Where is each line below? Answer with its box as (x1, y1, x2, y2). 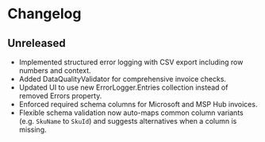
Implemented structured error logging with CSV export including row (18, 57, 244, 67)
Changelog (7, 5, 82, 23)
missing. (18, 125, 47, 134)
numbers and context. (18, 66, 92, 75)
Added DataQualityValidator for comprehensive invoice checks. (18, 75, 227, 83)
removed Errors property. (18, 91, 102, 100)
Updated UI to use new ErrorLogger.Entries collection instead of (18, 83, 229, 92)
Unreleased (7, 36, 67, 50)
